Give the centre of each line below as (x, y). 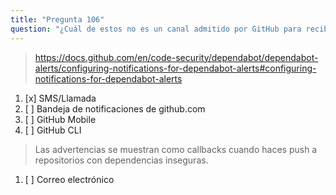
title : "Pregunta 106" (57, 19)
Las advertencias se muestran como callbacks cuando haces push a (176, 149)
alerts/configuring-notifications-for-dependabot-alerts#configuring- (175, 68)
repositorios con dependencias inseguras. (121, 160)
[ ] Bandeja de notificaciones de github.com (115, 108)
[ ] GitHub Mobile (60, 119)
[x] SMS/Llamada (60, 98)
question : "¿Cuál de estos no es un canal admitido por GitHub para (156, 29)
